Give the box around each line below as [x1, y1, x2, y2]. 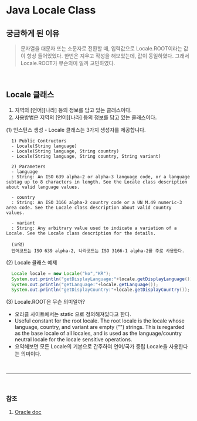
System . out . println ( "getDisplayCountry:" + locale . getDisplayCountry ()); [11, 287, 191, 293]
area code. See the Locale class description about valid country [6, 205, 172, 210]
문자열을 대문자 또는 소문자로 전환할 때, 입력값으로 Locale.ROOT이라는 [20, 45, 183, 52]
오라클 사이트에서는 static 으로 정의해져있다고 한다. [14, 311, 131, 318]
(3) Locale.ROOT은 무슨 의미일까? [6, 298, 85, 305]
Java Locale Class [6, 4, 96, 17]
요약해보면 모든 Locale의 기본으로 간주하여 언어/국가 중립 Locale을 [14, 343, 168, 350]
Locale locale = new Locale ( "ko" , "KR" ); [11, 270, 111, 276]
